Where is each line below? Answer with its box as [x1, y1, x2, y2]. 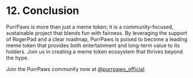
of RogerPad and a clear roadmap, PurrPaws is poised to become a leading [6, 36, 188, 42]
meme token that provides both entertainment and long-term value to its [6, 42, 180, 49]
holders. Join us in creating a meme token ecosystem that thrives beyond [6, 48, 183, 55]
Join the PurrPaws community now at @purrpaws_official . [6, 65, 146, 72]
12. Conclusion [6, 4, 80, 17]
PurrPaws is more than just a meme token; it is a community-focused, [6, 23, 174, 30]
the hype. [6, 54, 29, 61]
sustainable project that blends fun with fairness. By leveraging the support [6, 29, 188, 36]
